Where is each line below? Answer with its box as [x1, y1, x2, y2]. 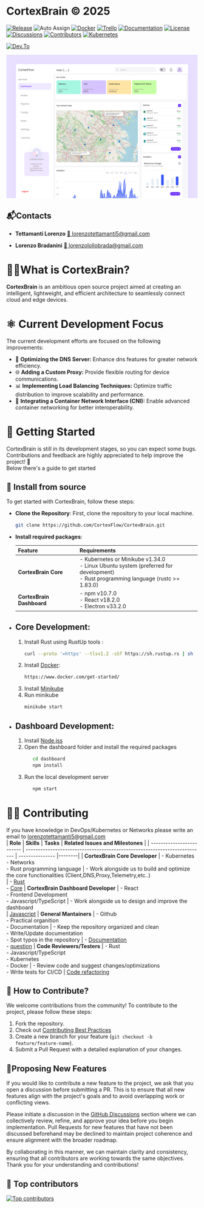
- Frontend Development [6, 891, 68, 898]
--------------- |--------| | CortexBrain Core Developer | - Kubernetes [18, 852, 195, 860]
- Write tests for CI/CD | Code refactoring [6, 968, 109, 976]
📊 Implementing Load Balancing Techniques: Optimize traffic [15, 382, 172, 389]
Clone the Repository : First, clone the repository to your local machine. [15, 510, 194, 517]
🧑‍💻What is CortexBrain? [6, 263, 130, 277]
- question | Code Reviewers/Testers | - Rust [6, 942, 120, 949]
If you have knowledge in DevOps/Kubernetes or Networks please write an [6, 826, 193, 833]
